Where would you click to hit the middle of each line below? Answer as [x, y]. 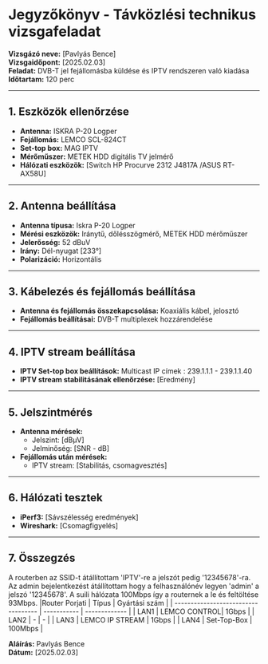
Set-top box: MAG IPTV [59, 148]
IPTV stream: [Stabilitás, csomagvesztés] [99, 465]
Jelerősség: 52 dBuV [55, 242]
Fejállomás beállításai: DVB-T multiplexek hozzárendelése [116, 319]
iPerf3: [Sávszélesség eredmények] [79, 517]
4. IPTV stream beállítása [72, 352]
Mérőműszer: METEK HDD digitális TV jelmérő [97, 156]
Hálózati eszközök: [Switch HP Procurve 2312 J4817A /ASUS [120, 164]
